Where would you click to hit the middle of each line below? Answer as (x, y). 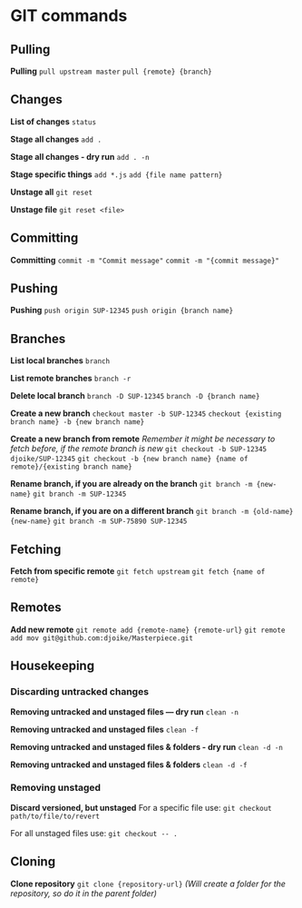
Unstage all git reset (52, 192)
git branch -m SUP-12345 (79, 494)
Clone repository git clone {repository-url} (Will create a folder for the (148, 883)
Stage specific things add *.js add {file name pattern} (117, 174)
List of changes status (54, 121)
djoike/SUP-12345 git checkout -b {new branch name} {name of (129, 459)
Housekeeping (52, 666)
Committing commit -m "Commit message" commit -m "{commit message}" (145, 260)
